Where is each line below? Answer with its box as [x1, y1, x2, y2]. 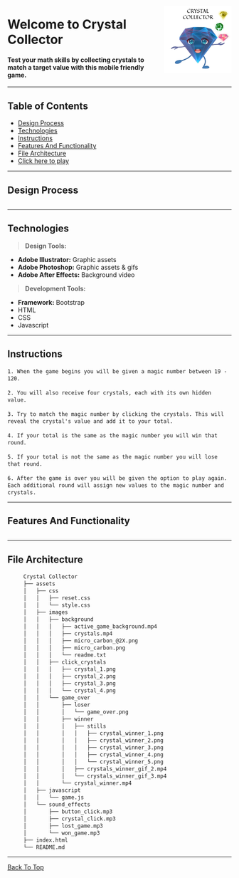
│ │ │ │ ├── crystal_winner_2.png [23, 737, 164, 744]
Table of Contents [7, 100, 89, 112]
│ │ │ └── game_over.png [23, 709, 129, 716]
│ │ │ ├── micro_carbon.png [23, 644, 126, 652]
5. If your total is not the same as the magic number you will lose [7, 453, 218, 461]
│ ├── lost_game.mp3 [23, 822, 103, 830]
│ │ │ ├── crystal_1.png [23, 666, 116, 673]
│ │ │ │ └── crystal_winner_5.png [23, 758, 164, 765]
